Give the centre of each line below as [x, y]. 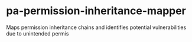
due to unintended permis [38, 33]
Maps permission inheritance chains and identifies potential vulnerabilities [96, 27]
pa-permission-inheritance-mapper [96, 11]
